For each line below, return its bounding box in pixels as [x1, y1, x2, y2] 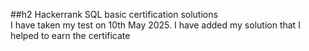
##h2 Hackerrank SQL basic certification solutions [10, 9, 218, 20]
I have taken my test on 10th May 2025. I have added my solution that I [10, 19, 301, 31]
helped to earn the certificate [10, 30, 131, 41]
